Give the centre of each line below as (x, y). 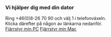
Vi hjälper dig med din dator (40, 7)
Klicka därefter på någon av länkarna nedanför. (54, 23)
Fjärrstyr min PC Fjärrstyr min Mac (41, 29)
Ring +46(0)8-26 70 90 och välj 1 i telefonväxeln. (56, 18)
